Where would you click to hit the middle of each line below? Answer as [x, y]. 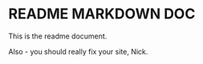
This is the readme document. [58, 36]
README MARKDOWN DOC [102, 14]
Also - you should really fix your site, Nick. [78, 51]
